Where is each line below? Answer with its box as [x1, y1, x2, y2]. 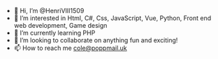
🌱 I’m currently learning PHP [13, 28, 96, 37]
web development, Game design [13, 22, 108, 29]
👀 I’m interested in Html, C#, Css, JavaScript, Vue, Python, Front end [13, 14, 212, 22]
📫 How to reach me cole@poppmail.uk [13, 44, 127, 52]
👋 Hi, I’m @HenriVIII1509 [13, 7, 85, 15]
